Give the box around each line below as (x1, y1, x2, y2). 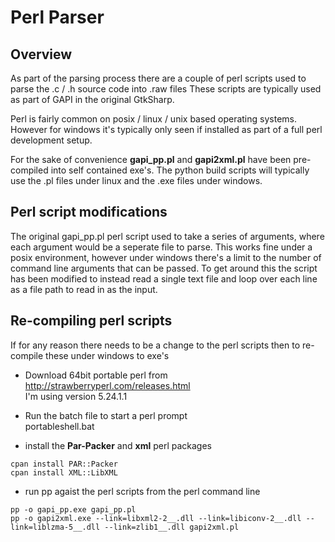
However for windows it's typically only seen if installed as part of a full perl (10, 124, 323, 135)
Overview (10, 46, 73, 63)
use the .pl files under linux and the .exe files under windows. (10, 175, 263, 186)
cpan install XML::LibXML (10, 467, 118, 478)
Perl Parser (10, 6, 105, 29)
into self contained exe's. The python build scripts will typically (50, 164, 310, 176)
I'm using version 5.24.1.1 (24, 390, 128, 402)
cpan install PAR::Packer (10, 459, 118, 469)
